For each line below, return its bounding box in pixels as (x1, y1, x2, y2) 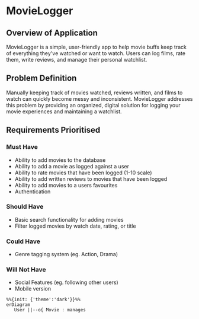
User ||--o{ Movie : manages (14, 307, 86, 313)
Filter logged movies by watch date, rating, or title (14, 222, 136, 229)
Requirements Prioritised (6, 125, 101, 135)
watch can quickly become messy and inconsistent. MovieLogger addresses (6, 95, 194, 102)
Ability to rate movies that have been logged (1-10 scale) (14, 169, 152, 176)
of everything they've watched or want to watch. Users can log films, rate (6, 50, 185, 57)
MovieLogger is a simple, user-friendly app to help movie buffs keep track (6, 43, 187, 50)
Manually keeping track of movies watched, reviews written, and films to (6, 89, 183, 96)
